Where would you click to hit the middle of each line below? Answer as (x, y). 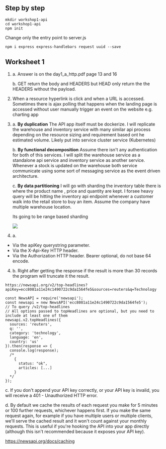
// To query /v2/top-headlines (38, 307)
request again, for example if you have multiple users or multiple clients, (79, 416)
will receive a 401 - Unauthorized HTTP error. (51, 395)
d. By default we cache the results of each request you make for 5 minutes (82, 405)
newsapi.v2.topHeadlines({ (33, 320)
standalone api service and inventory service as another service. (79, 160)
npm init (14, 28)
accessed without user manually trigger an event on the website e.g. (83, 109)
